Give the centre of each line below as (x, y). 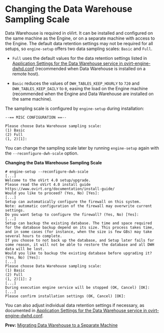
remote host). (26, 74)
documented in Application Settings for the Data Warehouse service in (76, 310)
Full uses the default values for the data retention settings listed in (80, 58)
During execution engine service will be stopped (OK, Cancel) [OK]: (78, 287)
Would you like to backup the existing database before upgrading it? (79, 253)
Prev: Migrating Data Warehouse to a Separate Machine (61, 325)
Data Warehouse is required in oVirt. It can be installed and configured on (79, 33)
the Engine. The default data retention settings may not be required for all (79, 43)
